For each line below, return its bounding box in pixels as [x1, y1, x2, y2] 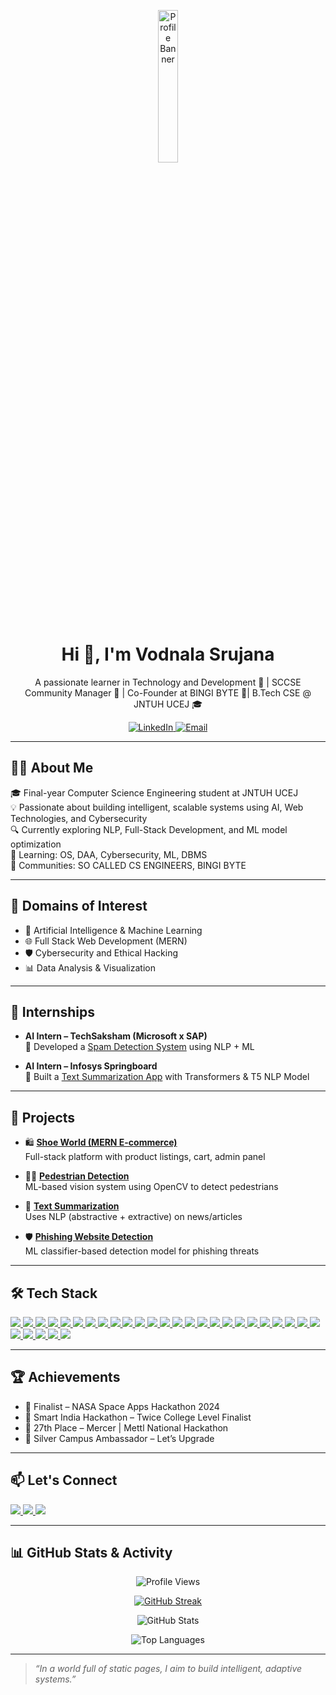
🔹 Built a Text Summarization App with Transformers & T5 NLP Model [24, 1071, 310, 1083]
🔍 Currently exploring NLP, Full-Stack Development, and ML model [10, 823, 288, 835]
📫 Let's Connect [10, 1472, 118, 1489]
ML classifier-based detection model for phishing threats [24, 1245, 260, 1257]
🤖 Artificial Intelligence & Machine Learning [24, 924, 203, 936]
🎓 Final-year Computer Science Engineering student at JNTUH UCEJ [10, 786, 299, 799]
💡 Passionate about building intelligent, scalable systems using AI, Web [10, 801, 304, 813]
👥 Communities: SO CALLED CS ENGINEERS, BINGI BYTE [10, 859, 247, 871]
